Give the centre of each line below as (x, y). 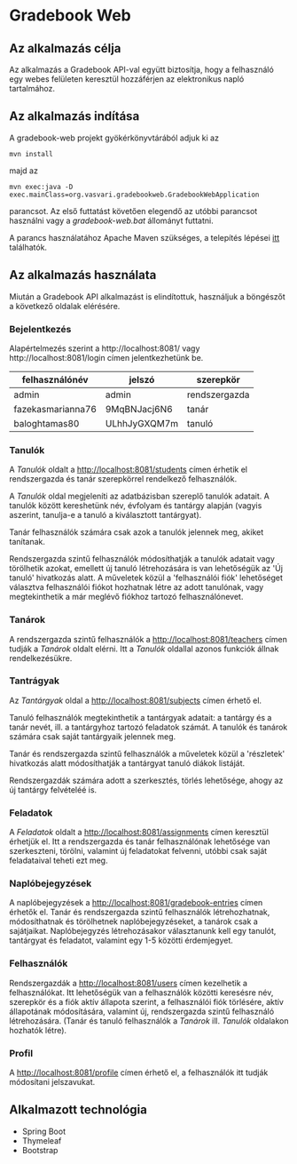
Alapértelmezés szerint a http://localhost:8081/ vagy (105, 348)
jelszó (142, 379)
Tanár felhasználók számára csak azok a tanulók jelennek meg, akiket (137, 532)
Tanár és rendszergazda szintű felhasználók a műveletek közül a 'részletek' (147, 753)
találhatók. (28, 247)
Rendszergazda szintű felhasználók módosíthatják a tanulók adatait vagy (142, 559)
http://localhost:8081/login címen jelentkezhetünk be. (106, 357)
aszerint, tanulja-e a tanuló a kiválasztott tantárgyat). (106, 515)
